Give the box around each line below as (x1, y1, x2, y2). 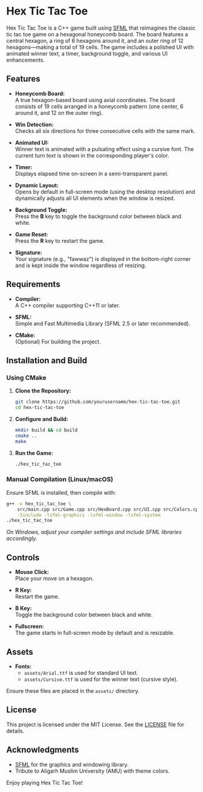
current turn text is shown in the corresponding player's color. (14, 152, 169, 159)
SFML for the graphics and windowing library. (14, 761, 129, 768)
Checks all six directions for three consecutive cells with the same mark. (14, 127, 196, 134)
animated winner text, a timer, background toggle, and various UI (6, 50, 168, 57)
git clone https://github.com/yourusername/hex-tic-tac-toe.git (14, 399, 181, 405)
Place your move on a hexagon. (14, 575, 94, 582)
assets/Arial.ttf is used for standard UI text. (24, 669, 138, 676)
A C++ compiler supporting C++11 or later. (14, 301, 120, 309)
